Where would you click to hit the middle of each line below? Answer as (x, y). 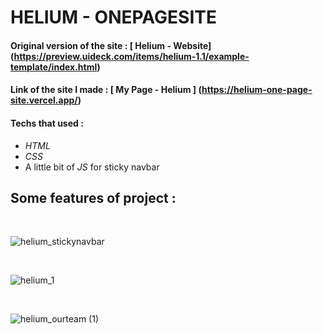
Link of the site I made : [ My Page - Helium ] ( (106, 90)
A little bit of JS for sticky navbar (92, 167)
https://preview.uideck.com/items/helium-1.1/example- (131, 56)
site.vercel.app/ (44, 100)
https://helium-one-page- (257, 90)
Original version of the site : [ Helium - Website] (111, 45)
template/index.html (54, 67)
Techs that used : (47, 123)
